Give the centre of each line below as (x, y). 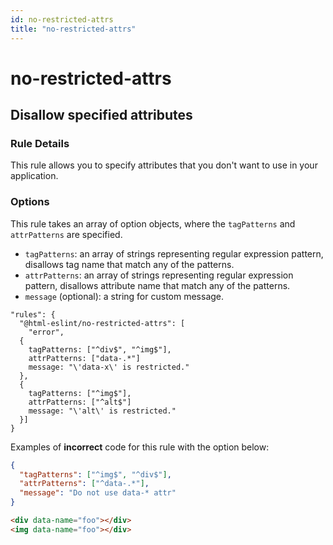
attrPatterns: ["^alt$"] (80, 402)
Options (30, 202)
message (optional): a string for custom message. (124, 296)
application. (34, 176)
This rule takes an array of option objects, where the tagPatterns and (153, 223)
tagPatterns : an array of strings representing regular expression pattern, (174, 253)
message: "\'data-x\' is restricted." (109, 367)
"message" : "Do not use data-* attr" (98, 493)
